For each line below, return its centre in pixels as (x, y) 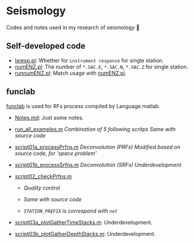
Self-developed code (46, 46)
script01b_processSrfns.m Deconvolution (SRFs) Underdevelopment (98, 165)
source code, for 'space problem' (55, 153)
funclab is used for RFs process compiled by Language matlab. (83, 106)
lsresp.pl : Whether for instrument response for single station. (89, 60)
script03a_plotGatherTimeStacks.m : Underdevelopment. (84, 222)
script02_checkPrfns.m (43, 176)
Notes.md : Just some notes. (49, 118)
